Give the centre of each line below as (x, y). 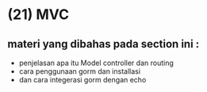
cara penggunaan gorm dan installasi (79, 71)
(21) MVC (38, 15)
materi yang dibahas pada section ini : (103, 44)
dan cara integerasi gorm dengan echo (82, 80)
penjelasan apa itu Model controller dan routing (96, 63)
